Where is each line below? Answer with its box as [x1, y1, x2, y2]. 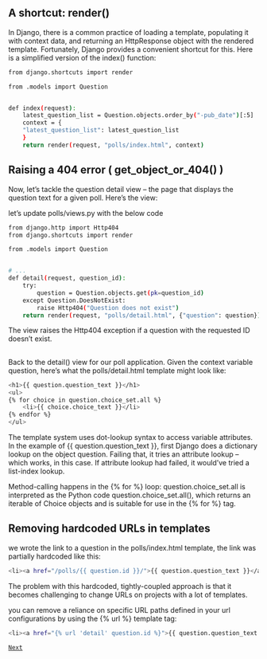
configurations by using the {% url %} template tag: [8, 614, 177, 623]
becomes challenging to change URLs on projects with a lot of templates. [8, 590, 248, 599]
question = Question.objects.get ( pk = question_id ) [37, 288, 204, 297]
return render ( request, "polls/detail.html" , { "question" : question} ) [22, 311, 261, 320]
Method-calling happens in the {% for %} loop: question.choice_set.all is [8, 482, 246, 492]
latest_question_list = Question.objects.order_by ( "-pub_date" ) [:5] [22, 112, 254, 120]
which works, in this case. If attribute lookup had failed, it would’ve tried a [8, 458, 250, 468]
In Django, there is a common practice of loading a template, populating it [8, 27, 249, 37]
